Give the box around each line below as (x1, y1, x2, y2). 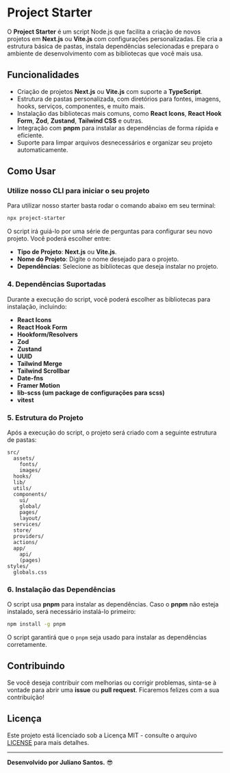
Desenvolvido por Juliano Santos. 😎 (7, 758, 113, 766)
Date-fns (16, 373, 44, 382)
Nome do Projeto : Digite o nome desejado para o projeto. (16, 255, 179, 263)
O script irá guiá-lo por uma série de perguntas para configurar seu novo (7, 228, 213, 236)
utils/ (13, 484, 32, 491)
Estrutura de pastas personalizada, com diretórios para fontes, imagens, (16, 95, 221, 103)
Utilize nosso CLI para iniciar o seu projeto (7, 186, 150, 196)
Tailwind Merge (16, 359, 63, 367)
